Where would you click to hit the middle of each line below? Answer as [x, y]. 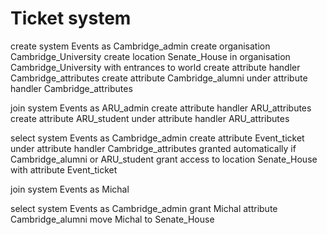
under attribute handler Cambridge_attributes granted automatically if [153, 148]
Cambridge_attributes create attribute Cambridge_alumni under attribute [159, 78]
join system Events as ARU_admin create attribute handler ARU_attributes [161, 108]
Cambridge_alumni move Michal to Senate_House [112, 219]
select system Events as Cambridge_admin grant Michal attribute [144, 208]
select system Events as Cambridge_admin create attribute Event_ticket [157, 138]
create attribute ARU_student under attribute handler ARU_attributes [150, 118]
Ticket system [71, 18]
